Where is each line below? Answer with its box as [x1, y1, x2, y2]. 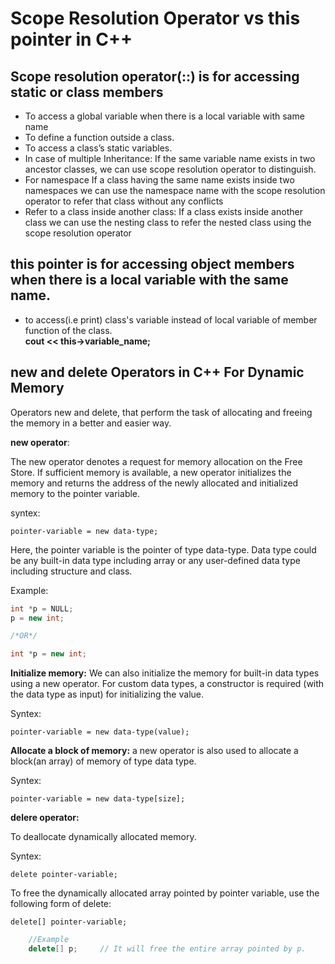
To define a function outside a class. [24, 132, 175, 143]
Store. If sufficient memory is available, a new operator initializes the [10, 466, 292, 478]
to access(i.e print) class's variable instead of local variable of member [24, 313, 318, 326]
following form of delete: [10, 898, 112, 910]
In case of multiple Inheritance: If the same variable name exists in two [24, 153, 316, 164]
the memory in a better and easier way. [10, 417, 172, 429]
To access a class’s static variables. [24, 142, 173, 154]
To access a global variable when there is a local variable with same [24, 110, 305, 122]
